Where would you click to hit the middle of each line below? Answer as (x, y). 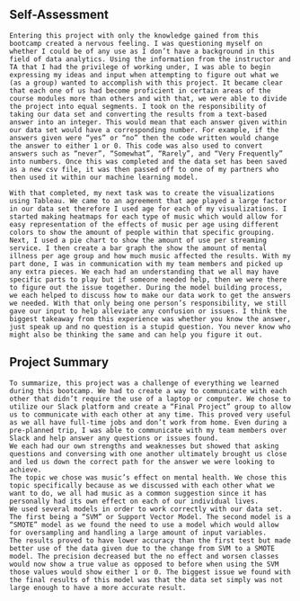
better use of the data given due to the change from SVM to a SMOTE (142, 548)
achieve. (26, 470)
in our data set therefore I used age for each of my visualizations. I (148, 209)
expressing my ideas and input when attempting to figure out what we (144, 75)
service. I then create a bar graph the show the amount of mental (138, 248)
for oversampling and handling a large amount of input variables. (138, 533)
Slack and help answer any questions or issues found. (114, 438)
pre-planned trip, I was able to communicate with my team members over (148, 430)
